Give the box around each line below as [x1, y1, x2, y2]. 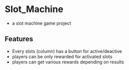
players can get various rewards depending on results [12, 59, 124, 65]
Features [5, 35, 33, 43]
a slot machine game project [12, 20, 72, 26]
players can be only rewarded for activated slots [12, 53, 113, 59]
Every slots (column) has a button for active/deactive [12, 48, 122, 54]
